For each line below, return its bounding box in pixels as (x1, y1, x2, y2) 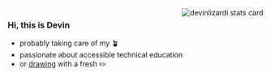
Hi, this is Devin (7, 19, 71, 31)
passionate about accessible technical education (19, 50, 183, 60)
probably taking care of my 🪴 (19, 38, 119, 48)
